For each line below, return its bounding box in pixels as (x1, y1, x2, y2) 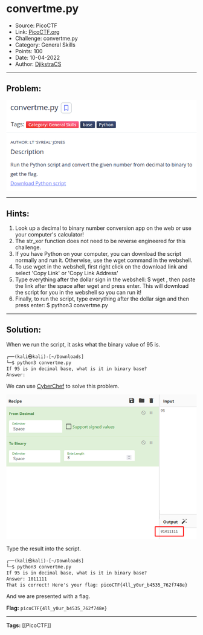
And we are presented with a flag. (6, 593, 91, 600)
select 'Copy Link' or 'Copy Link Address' (14, 269, 119, 276)
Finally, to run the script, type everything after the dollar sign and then (14, 295, 189, 302)
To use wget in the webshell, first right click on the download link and (14, 262, 188, 270)
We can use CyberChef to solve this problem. (6, 382, 120, 389)
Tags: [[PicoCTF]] (6, 622, 51, 629)
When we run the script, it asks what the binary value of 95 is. (6, 340, 161, 348)
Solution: (6, 325, 41, 335)
